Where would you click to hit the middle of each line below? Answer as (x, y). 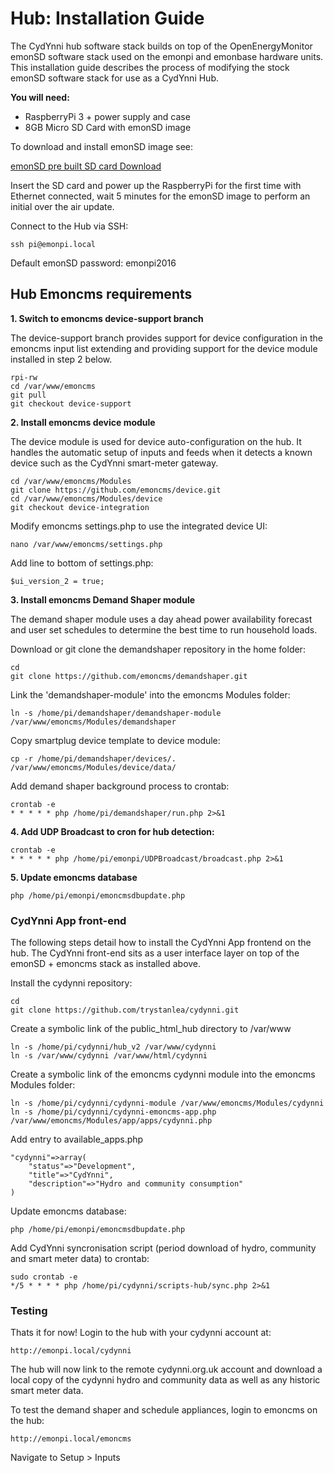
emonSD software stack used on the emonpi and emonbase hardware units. (167, 56)
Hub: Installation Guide (107, 18)
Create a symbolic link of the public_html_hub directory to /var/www (151, 1029)
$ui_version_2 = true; (57, 581)
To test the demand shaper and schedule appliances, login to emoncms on (164, 1410)
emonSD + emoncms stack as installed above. (106, 964)
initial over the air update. (62, 206)
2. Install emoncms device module (83, 422)
